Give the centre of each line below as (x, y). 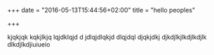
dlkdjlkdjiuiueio (29, 44)
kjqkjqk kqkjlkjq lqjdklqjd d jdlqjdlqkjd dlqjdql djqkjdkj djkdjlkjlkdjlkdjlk (107, 37)
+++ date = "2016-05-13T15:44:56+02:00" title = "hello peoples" (101, 10)
